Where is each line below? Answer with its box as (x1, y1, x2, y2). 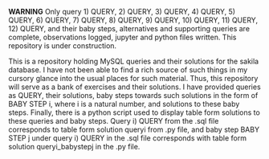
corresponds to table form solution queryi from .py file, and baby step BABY (8, 124, 259, 134)
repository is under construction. (8, 41, 117, 51)
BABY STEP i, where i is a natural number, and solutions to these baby (8, 100, 240, 108)
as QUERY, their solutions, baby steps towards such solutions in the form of (8, 91, 259, 100)
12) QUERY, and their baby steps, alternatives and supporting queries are (8, 24, 251, 33)
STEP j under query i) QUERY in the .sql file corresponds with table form (8, 133, 247, 143)
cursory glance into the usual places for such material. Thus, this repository (8, 74, 259, 83)
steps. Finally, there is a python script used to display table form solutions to (8, 108, 261, 117)
